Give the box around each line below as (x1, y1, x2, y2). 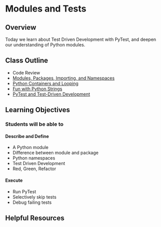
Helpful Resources (5, 213, 64, 222)
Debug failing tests (12, 199, 52, 205)
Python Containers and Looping (12, 80, 79, 86)
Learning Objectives (5, 106, 70, 114)
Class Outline (5, 56, 48, 65)
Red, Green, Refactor (12, 166, 56, 172)
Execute (5, 177, 23, 183)
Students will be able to (5, 121, 64, 128)
